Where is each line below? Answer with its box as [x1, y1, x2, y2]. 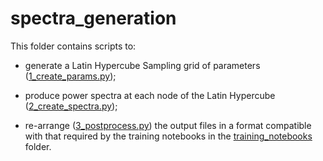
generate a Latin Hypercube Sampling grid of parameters [24, 59, 261, 71]
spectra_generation [10, 7, 177, 30]
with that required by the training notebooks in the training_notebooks [24, 130, 313, 142]
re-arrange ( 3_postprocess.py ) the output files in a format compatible [24, 119, 312, 131]
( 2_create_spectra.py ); [24, 100, 118, 112]
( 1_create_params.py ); [24, 70, 117, 82]
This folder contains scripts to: [10, 40, 137, 52]
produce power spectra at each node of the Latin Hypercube [24, 89, 276, 101]
